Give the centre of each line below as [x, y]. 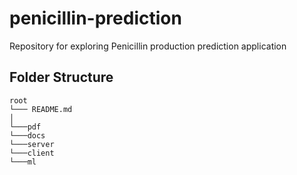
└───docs [27, 135]
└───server [32, 144]
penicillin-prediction [95, 18]
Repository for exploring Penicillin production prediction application [148, 46]
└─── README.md [41, 109]
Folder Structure [61, 77]
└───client [32, 153]
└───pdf [25, 127]
